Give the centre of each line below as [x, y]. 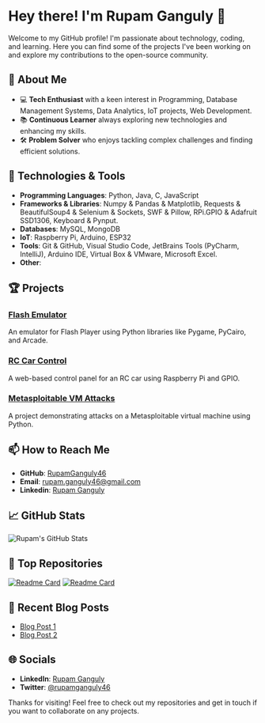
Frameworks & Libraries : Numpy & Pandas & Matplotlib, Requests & [130, 203]
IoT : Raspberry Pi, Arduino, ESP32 [76, 237]
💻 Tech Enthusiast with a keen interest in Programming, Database [129, 99]
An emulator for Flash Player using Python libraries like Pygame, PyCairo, [127, 332]
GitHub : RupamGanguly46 [63, 473]
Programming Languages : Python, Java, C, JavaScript [109, 195]
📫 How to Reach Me [59, 450]
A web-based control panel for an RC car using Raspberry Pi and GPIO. [124, 378]
